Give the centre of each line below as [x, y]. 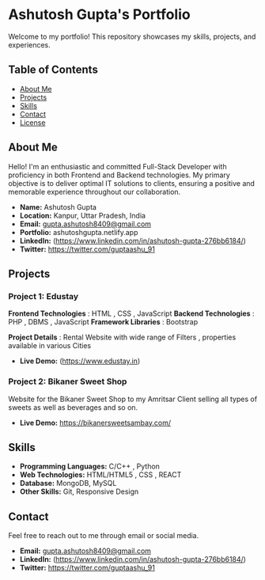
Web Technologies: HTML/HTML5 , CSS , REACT [100, 475]
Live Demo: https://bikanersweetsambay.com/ [95, 423]
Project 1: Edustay [44, 296]
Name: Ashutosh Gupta [58, 207]
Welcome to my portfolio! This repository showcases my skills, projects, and [132, 36]
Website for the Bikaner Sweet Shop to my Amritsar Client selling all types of [133, 399]
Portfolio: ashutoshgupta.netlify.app [79, 232]
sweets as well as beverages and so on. [73, 407]
